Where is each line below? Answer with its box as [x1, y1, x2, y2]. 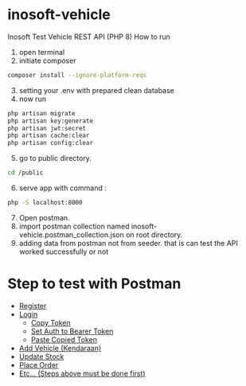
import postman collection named [18, 221, 130, 231]
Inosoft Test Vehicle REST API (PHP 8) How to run [7, 32, 170, 41]
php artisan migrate [7, 109, 76, 117]
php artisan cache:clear [7, 131, 90, 140]
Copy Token [30, 318, 71, 327]
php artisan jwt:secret [7, 124, 87, 132]
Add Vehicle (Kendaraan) [18, 343, 102, 353]
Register [18, 301, 47, 310]
